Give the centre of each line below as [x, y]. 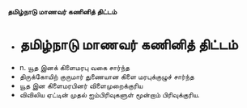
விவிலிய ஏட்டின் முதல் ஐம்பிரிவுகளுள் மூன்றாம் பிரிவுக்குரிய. [109, 94]
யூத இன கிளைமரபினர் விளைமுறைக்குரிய [81, 85]
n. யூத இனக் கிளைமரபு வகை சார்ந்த [75, 67]
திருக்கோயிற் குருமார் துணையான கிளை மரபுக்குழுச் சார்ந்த [107, 77]
